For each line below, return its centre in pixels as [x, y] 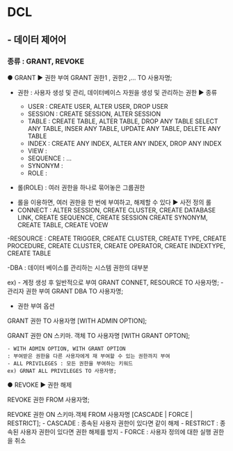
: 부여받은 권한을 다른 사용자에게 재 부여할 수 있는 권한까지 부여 [89, 356]
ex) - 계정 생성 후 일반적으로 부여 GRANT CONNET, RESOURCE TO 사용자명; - [115, 282]
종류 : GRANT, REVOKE [46, 61]
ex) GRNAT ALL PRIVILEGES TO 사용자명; [62, 371]
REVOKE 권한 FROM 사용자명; [49, 399]
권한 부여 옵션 [36, 306]
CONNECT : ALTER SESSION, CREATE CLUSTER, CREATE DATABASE [116, 210]
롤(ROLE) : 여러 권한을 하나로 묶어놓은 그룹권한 [81, 187]
